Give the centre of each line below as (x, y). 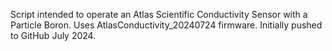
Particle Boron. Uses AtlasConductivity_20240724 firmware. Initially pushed (166, 25)
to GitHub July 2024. (53, 35)
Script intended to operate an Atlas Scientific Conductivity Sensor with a (159, 14)
